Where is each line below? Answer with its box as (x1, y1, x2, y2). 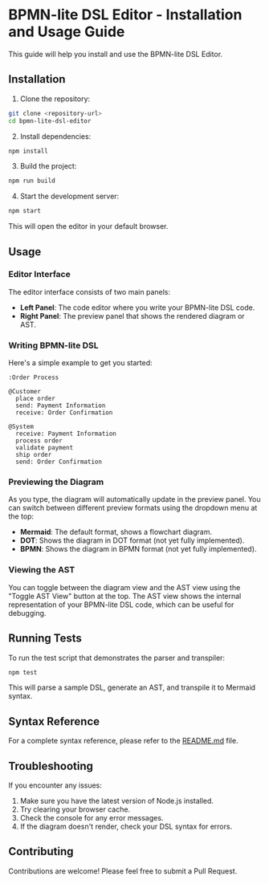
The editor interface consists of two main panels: (8, 287, 171, 296)
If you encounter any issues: (8, 780, 103, 790)
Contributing (8, 845, 74, 858)
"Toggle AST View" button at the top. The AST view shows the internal (8, 591, 242, 601)
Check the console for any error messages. (19, 813, 164, 823)
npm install (8, 147, 48, 155)
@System (8, 423, 35, 431)
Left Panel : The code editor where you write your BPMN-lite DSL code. (19, 303, 255, 312)
